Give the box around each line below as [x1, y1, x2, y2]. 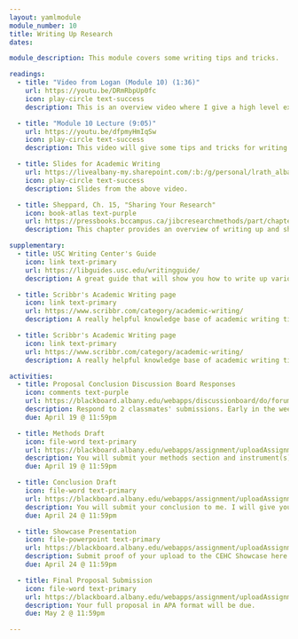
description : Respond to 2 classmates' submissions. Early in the [25, 405, 276, 414]
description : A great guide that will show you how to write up [25, 274, 268, 283]
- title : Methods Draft [17, 429, 105, 438]
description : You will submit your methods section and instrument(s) [25, 454, 292, 462]
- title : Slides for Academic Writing [17, 160, 161, 169]
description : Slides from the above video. [25, 184, 189, 193]
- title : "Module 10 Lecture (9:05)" [17, 119, 157, 128]
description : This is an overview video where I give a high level [25, 103, 279, 112]
